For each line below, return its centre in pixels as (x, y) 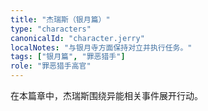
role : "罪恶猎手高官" (51, 66)
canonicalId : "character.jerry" (77, 38)
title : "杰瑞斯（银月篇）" (60, 19)
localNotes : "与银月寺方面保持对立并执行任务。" (101, 47)
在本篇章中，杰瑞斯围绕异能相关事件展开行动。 (106, 95)
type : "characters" (51, 29)
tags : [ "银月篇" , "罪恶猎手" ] (68, 57)
